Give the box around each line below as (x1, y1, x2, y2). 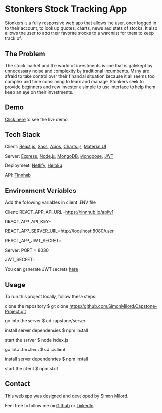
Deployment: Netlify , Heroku (5, 162, 62, 168)
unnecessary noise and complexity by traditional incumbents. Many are (5, 68, 150, 74)
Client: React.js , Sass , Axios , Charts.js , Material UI (5, 144, 107, 150)
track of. (5, 35, 22, 41)
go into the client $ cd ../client (5, 347, 66, 352)
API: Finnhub (5, 172, 31, 178)
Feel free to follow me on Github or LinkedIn (5, 402, 94, 408)
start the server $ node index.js (5, 337, 69, 343)
